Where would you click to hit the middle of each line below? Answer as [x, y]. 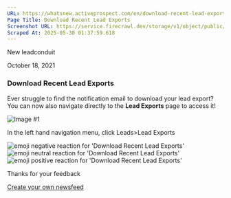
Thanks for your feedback [44, 173]
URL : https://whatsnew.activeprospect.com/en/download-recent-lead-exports [118, 13]
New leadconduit [31, 52]
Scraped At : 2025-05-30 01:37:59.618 [61, 33]
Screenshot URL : [30, 26]
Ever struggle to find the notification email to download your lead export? [111, 98]
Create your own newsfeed [45, 187]
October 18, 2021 [31, 65]
